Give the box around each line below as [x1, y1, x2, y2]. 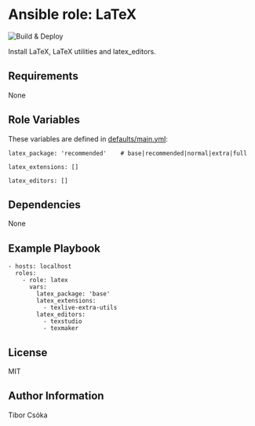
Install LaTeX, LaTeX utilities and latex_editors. [8, 46, 157, 56]
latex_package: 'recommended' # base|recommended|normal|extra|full [8, 149, 247, 157]
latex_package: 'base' [36, 290, 111, 298]
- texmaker [42, 325, 79, 332]
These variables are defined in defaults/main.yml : [8, 134, 169, 143]
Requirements [8, 69, 78, 83]
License [8, 346, 48, 359]
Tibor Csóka [8, 410, 49, 420]
